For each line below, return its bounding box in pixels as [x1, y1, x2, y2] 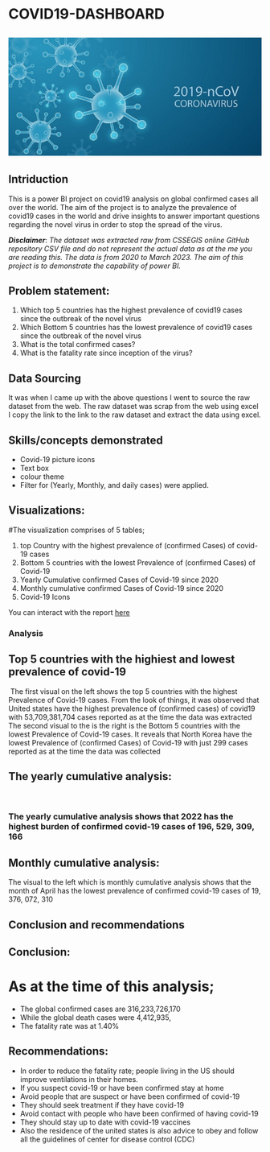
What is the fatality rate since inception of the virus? [19, 348, 193, 358]
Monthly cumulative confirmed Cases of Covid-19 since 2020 [19, 583, 223, 593]
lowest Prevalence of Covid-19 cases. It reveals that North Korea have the [8, 729, 252, 739]
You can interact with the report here [8, 607, 130, 617]
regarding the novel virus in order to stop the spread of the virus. [8, 219, 223, 229]
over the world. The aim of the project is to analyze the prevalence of [8, 202, 237, 212]
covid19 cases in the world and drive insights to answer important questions [8, 211, 260, 221]
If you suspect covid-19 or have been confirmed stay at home [19, 1083, 224, 1092]
